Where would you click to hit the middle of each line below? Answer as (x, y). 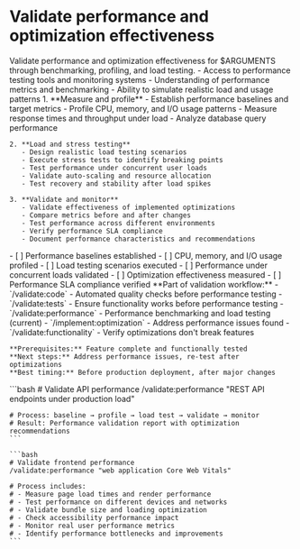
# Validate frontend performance (72, 462)
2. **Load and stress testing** (70, 144)
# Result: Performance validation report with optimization (125, 423)
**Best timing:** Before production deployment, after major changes (143, 372)
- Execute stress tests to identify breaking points (122, 160)
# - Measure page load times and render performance (110, 494)
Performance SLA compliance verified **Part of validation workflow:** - (144, 284)
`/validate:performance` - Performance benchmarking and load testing (140, 313)
